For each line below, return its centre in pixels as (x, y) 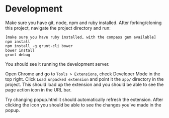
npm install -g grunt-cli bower (39, 46)
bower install (20, 50)
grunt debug (18, 55)
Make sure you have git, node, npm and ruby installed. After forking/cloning (83, 23)
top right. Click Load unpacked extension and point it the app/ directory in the (84, 79)
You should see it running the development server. (57, 64)
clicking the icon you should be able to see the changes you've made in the (83, 105)
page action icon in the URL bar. (38, 90)
